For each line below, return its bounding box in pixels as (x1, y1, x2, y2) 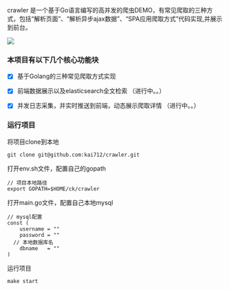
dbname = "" (19, 244, 60, 252)
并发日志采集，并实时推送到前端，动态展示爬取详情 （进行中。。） (17, 101, 200, 110)
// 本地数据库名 (13, 239, 54, 246)
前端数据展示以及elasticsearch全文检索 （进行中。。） (17, 87, 166, 95)
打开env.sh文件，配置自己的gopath (7, 164, 107, 173)
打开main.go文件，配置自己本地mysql (7, 198, 113, 206)
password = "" (19, 231, 60, 238)
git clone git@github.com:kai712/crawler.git (7, 151, 140, 158)
